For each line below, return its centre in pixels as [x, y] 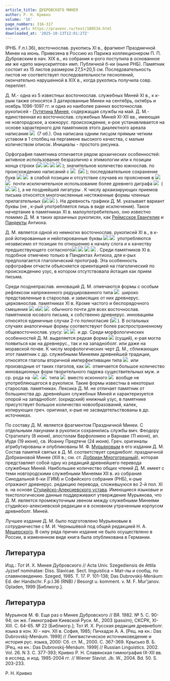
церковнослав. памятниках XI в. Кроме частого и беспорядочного [77, 303]
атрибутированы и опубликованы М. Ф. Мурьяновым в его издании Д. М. [85, 447]
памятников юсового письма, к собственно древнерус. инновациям [79, 315]
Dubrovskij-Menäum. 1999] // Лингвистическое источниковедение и [78, 636]
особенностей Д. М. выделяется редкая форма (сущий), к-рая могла [83, 338]
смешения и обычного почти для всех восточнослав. [72, 309]
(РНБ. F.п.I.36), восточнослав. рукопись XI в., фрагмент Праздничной [80, 48]
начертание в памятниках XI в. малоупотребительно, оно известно [78, 212]
